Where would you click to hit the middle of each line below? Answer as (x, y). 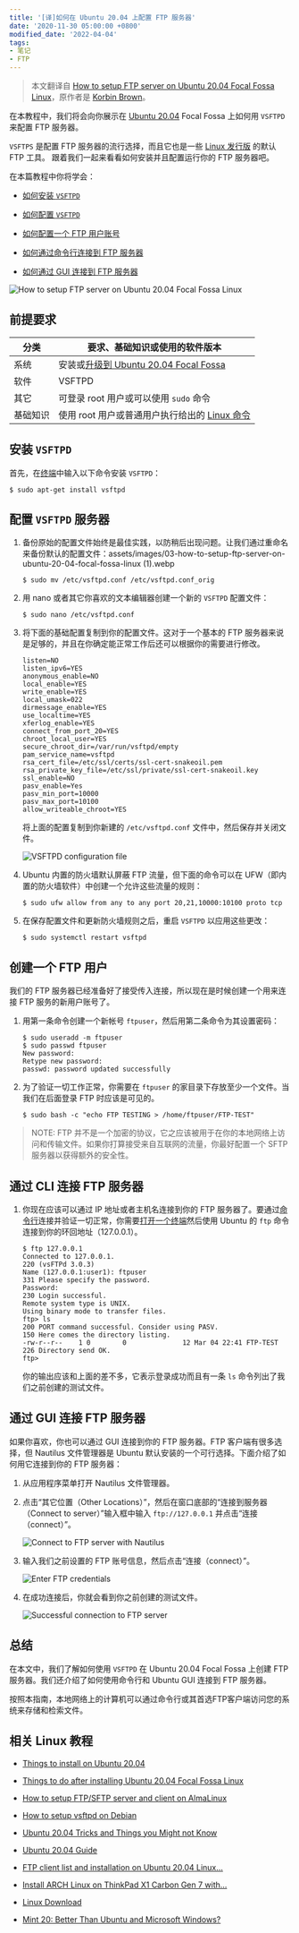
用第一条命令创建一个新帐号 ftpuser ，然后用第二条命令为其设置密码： (150, 1021)
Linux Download (52, 1902)
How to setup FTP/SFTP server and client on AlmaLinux (125, 1798)
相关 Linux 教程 (51, 1741)
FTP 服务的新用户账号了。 (67, 1002)
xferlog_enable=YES (58, 723)
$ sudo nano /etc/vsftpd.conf (79, 615)
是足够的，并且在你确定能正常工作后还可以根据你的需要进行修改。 (143, 644)
